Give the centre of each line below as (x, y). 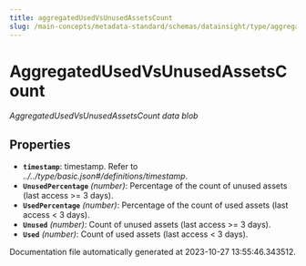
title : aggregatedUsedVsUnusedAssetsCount (91, 18)
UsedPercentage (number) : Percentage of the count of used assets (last (155, 205)
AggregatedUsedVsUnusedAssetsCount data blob (104, 116)
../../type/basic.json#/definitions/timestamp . (105, 176)
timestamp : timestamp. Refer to (80, 167)
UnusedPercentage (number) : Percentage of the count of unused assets (155, 186)
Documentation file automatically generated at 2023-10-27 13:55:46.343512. (153, 252)
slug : (20, 26)
